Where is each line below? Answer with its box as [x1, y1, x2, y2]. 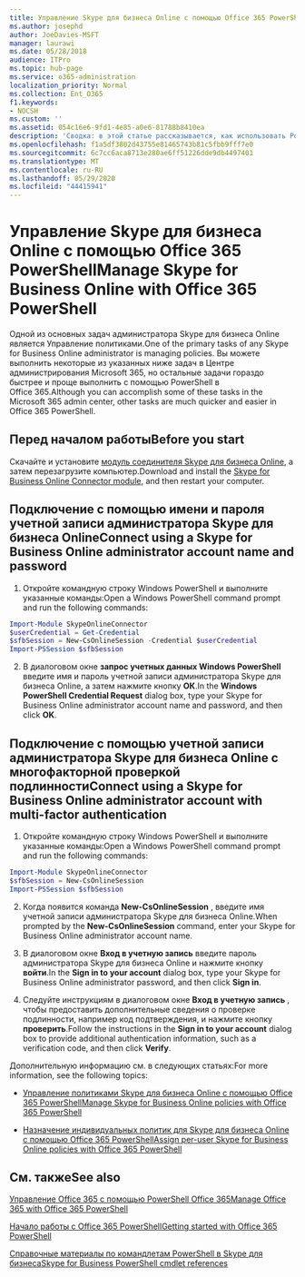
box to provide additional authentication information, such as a [22, 1033, 257, 1044]
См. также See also [9, 1170, 121, 1185]
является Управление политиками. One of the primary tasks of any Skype [9, 338, 289, 350]
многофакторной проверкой [9, 764, 181, 779]
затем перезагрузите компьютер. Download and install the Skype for [9, 465, 271, 477]
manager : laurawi [9, 38, 75, 48]
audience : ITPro [9, 55, 71, 64]
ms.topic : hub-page [9, 64, 84, 74]
